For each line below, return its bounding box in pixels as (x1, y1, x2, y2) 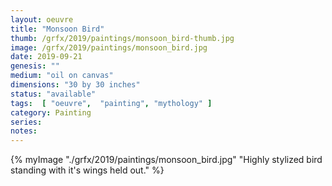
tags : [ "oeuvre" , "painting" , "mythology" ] (10, 98, 213, 108)
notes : (10, 126, 38, 136)
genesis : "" (10, 61, 60, 71)
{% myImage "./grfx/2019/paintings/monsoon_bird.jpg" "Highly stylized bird (10, 154, 323, 166)
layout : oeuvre (10, 14, 74, 25)
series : (10, 117, 43, 127)
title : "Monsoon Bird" (10, 24, 105, 34)
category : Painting (10, 107, 92, 118)
